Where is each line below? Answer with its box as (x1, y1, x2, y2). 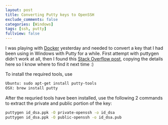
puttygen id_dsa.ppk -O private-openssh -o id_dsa (5, 110, 115, 115)
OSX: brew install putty (5, 85, 58, 90)
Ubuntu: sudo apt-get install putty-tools (5, 81, 97, 86)
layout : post (5, 7, 33, 13)
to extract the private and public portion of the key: (5, 100, 112, 106)
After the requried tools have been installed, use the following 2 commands (5, 95, 163, 101)
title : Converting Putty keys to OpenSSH (5, 12, 95, 17)
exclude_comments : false (5, 17, 58, 22)
